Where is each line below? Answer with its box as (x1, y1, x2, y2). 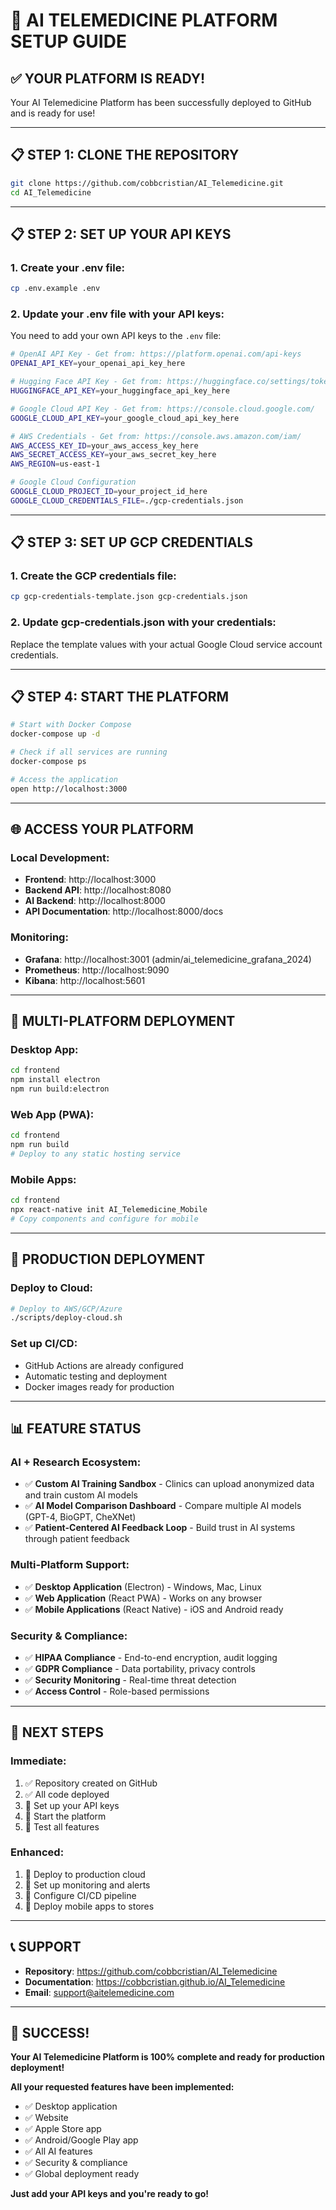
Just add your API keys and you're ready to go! (10, 2188, 209, 2200)
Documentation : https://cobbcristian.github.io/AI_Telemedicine (24, 1975, 286, 1988)
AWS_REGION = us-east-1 (10, 459, 101, 469)
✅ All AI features (24, 2145, 93, 2158)
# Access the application (10, 774, 118, 784)
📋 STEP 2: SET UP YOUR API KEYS (10, 225, 232, 243)
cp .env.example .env (10, 284, 101, 294)
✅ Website (24, 2112, 69, 2124)
